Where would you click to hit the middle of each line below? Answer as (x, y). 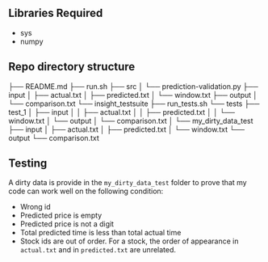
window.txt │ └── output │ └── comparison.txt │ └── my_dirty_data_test (131, 120)
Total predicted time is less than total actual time (100, 233)
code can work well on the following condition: (86, 191)
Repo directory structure (72, 67)
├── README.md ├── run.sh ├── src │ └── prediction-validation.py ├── (133, 86)
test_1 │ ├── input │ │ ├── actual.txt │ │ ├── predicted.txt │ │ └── (122, 112)
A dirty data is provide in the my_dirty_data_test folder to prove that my (128, 183)
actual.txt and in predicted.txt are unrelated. (98, 250)
